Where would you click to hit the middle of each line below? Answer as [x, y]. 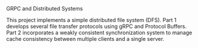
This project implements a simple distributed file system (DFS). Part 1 [91, 20]
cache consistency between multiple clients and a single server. [85, 39]
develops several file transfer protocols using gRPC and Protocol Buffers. [97, 26]
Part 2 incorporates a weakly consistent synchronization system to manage [99, 33]
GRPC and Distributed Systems [44, 9]
